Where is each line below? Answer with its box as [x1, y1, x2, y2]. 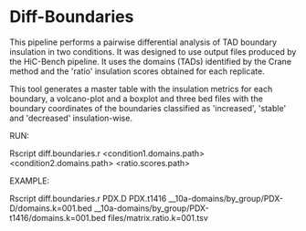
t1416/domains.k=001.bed [9, 212, 107, 223]
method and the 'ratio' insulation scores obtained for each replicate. [9, 66, 265, 77]
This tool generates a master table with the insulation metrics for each [9, 83, 273, 94]
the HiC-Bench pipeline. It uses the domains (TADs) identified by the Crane [9, 56, 292, 67]
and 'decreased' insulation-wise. [9, 112, 132, 123]
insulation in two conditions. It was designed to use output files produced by [9, 46, 297, 57]
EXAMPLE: [9, 175, 50, 186]
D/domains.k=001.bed [9, 203, 93, 214]
